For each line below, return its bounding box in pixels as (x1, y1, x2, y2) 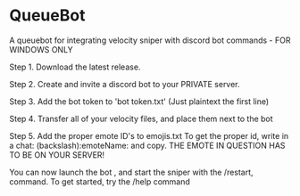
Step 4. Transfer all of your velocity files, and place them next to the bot (9, 113, 274, 124)
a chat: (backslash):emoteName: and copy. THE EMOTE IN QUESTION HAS (9, 140, 286, 151)
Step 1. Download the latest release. (9, 61, 141, 72)
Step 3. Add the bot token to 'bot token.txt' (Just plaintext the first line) (9, 95, 270, 107)
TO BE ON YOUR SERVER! (9, 149, 105, 160)
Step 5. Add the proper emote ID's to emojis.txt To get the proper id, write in (9, 130, 289, 141)
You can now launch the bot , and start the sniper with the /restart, (9, 167, 254, 177)
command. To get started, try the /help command (9, 176, 190, 187)
